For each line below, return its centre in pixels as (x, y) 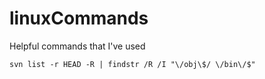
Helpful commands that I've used (77, 46)
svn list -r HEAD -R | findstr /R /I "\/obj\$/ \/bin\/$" (132, 64)
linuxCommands (79, 18)
